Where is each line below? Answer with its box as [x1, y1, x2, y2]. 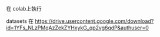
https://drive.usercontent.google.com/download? [35, 18, 154, 25]
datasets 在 [6, 18, 34, 25]
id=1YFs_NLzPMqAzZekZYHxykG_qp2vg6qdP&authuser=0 [6, 24, 149, 31]
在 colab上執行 [6, 5, 42, 12]
